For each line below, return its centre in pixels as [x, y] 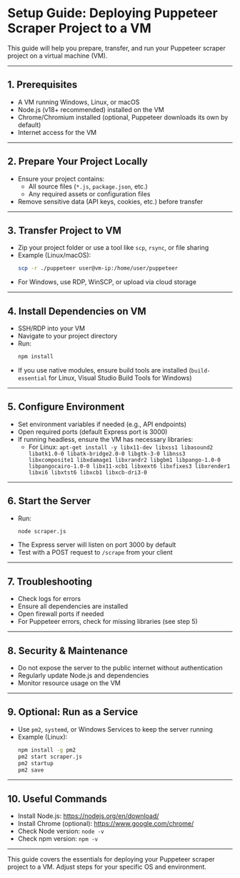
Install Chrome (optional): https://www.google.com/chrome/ [106, 824]
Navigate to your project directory [67, 336]
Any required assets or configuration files [89, 193]
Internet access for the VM [57, 132]
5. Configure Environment [66, 407]
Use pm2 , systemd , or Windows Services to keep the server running [115, 729]
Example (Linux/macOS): [54, 256]
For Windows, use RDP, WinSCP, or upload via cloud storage [107, 282]
